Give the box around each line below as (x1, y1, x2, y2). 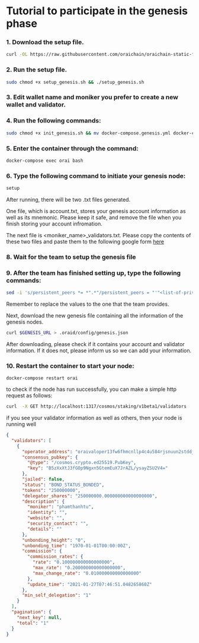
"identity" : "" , (27, 510, 68, 516)
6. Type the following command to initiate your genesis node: (6, 171, 186, 180)
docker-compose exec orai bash (6, 158, 84, 164)
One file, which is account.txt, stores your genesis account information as (6, 207, 186, 215)
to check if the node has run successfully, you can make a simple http (6, 385, 176, 393)
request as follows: (6, 392, 53, 399)
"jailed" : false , (21, 476, 65, 482)
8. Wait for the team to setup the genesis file (6, 253, 136, 261)
